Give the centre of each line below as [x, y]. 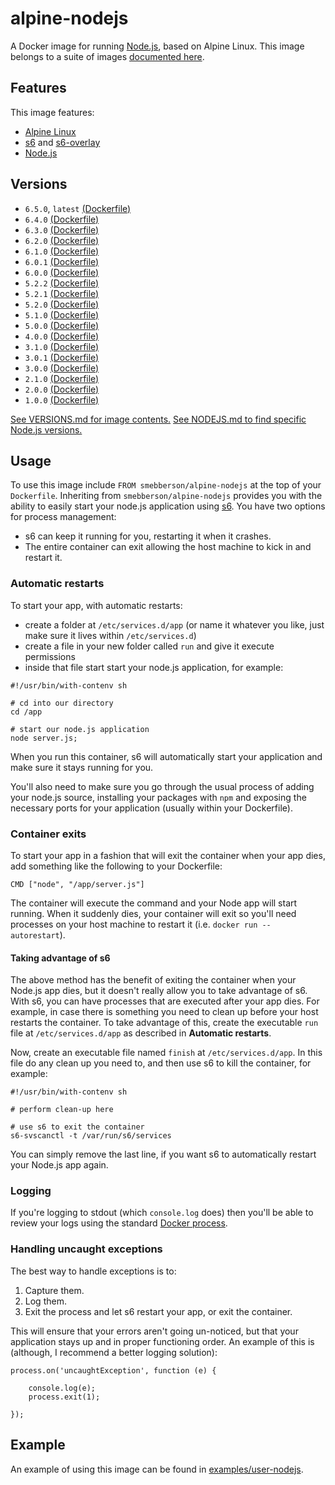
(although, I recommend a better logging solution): [114, 1352]
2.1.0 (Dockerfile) [62, 378]
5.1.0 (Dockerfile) [62, 314]
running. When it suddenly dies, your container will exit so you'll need [153, 913]
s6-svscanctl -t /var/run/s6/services [91, 1136]
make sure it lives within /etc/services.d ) [110, 635]
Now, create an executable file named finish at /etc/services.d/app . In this [166, 1053]
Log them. [45, 1301]
